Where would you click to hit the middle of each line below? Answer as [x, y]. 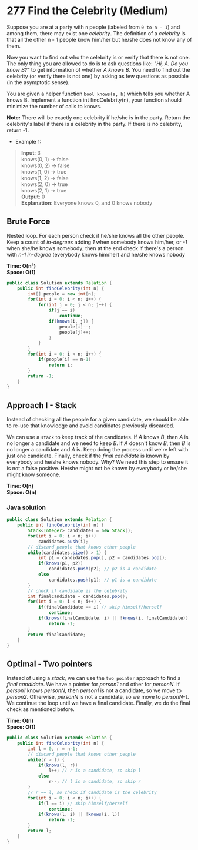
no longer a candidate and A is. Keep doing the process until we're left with [98, 450]
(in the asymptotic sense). [38, 82]
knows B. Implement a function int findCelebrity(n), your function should [94, 100]
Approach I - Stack [42, 405]
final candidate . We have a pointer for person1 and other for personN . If [93, 685]
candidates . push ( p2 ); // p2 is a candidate [103, 569]
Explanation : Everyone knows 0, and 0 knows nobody [87, 203]
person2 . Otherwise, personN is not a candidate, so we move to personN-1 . [98, 697]
